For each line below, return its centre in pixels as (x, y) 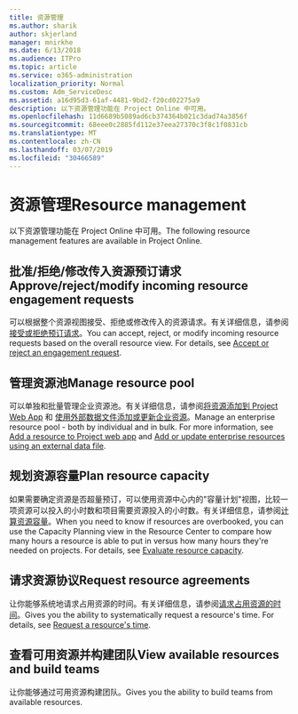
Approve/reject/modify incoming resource (129, 285)
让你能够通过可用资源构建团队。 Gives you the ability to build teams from (141, 692)
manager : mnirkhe (41, 42)
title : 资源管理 (36, 17)
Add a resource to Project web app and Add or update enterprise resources (147, 437)
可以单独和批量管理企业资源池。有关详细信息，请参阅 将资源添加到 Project (144, 406)
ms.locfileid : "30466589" (57, 158)
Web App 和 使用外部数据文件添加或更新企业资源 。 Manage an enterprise (142, 417)
